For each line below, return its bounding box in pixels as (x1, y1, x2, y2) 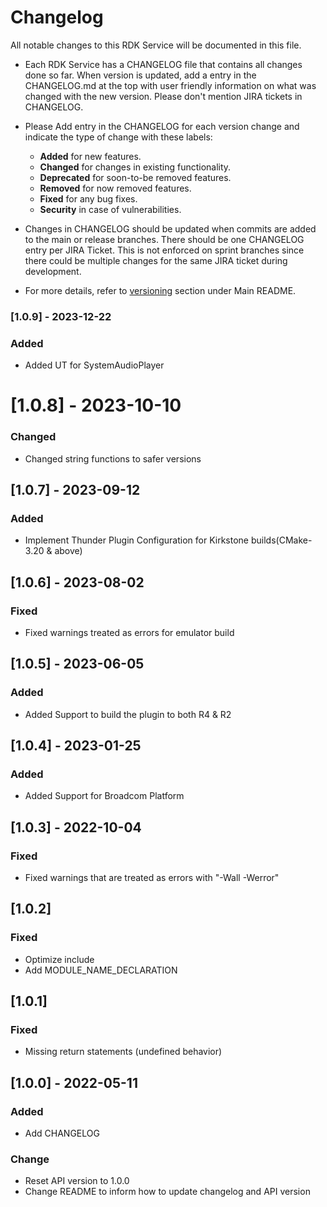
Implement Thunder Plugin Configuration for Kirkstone (24, 534, 250, 546)
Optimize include (24, 953, 95, 965)
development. (24, 265, 82, 277)
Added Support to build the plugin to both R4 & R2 (24, 708, 232, 720)
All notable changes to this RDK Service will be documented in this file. (10, 39, 302, 51)
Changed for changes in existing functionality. (39, 161, 232, 173)
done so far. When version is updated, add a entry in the (24, 69, 257, 81)
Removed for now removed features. (39, 182, 192, 194)
